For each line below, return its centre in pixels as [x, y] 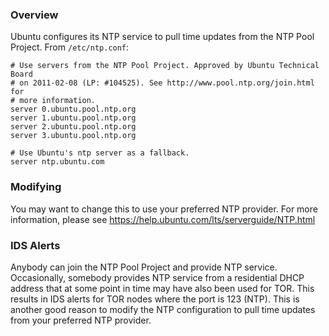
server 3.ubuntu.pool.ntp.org [73, 136]
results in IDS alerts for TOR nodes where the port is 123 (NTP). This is [155, 299]
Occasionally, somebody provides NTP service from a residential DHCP [157, 277]
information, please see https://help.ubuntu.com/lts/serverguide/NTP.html [163, 219]
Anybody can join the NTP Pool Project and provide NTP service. [144, 267]
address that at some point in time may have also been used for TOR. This [162, 288]
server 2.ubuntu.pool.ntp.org [73, 127]
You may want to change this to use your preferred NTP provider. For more [164, 209]
